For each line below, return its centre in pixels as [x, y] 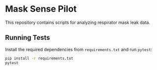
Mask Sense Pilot [41, 9]
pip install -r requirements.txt [39, 58]
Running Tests [27, 38]
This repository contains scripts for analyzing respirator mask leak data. [78, 22]
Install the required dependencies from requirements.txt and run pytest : [79, 49]
